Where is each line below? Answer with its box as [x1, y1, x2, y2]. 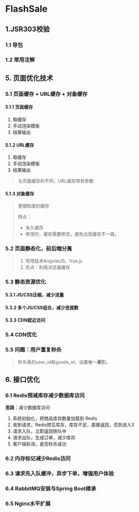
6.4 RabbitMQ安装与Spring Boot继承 [5, 485, 97, 492]
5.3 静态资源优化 [5, 278, 46, 285]
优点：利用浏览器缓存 [25, 264, 70, 270]
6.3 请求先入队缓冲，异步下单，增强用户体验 [5, 470, 114, 477]
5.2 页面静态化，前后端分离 [5, 245, 72, 252]
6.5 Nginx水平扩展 [5, 500, 51, 507]
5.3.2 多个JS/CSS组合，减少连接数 [5, 304, 79, 310]
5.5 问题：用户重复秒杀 [5, 346, 62, 353]
